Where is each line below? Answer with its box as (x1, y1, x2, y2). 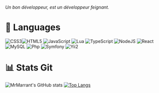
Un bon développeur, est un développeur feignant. (5, 4, 109, 10)
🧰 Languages (5, 22, 61, 33)
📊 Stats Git (5, 62, 53, 73)
